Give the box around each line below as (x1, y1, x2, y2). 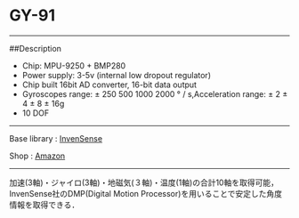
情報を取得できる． (9, 199, 80, 210)
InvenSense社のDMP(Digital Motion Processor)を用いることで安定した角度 (9, 188, 283, 198)
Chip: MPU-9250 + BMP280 (21, 60, 126, 71)
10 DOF (21, 108, 50, 118)
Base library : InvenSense (9, 133, 103, 143)
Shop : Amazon (9, 150, 66, 161)
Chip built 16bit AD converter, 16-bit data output (21, 79, 198, 90)
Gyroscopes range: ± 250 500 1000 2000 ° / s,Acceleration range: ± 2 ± (21, 88, 288, 99)
